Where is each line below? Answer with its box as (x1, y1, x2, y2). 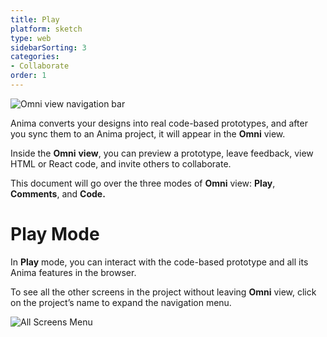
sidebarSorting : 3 (10, 42, 87, 53)
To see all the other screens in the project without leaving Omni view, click (10, 286, 317, 298)
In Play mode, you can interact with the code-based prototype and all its (10, 256, 309, 268)
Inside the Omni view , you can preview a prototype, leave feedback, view (10, 147, 314, 159)
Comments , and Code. (10, 187, 106, 200)
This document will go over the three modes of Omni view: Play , (10, 177, 276, 189)
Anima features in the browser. (10, 266, 137, 278)
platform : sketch (10, 24, 83, 34)
